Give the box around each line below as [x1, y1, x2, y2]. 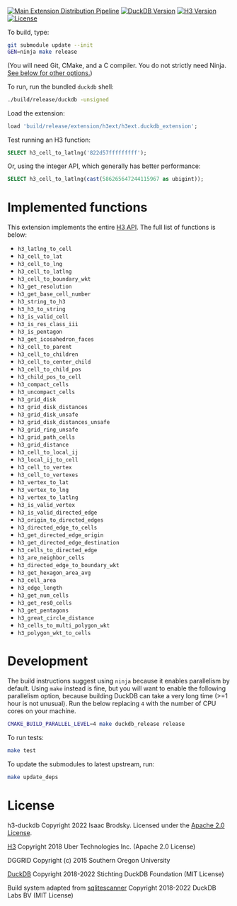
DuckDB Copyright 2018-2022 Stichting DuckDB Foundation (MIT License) [7, 869, 224, 878]
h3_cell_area [17, 577, 57, 584]
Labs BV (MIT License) [7, 890, 74, 900]
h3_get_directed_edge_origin [17, 532, 104, 539]
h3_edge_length [17, 585, 63, 592]
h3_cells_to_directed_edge [17, 547, 98, 554]
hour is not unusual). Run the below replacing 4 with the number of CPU [7, 699, 216, 708]
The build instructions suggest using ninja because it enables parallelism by [7, 677, 230, 686]
